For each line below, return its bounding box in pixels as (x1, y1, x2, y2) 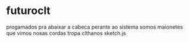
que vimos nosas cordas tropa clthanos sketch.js (6, 29, 126, 36)
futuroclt (6, 4, 51, 17)
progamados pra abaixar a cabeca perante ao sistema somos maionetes (6, 23, 183, 30)
